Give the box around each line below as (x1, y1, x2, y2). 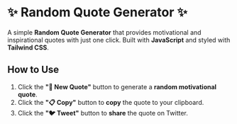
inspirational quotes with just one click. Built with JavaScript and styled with (7, 35, 231, 44)
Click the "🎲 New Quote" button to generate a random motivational (17, 82, 217, 91)
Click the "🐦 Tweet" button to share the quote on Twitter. (17, 108, 188, 117)
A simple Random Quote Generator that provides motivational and (7, 28, 202, 36)
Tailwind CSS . (7, 43, 50, 52)
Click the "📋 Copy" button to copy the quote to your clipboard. (17, 98, 204, 106)
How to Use (7, 64, 60, 76)
